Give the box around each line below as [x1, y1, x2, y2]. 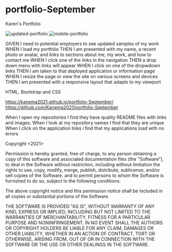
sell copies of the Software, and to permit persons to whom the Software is [5, 172, 164, 178]
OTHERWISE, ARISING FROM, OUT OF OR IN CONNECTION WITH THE [5, 236, 155, 242]
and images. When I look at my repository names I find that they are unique [5, 119, 164, 125]
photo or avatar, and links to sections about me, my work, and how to [5, 51, 151, 58]
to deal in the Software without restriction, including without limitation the [5, 161, 160, 168]
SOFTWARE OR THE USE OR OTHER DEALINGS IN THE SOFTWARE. [5, 241, 149, 247]
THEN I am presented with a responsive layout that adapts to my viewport [5, 79, 161, 85]
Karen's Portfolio [5, 21, 41, 27]
